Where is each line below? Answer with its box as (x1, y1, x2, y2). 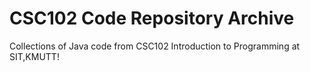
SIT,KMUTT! (9, 50, 60, 62)
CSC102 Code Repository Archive (9, 7, 295, 30)
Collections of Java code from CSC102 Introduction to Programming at (9, 40, 301, 52)
